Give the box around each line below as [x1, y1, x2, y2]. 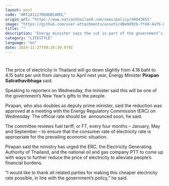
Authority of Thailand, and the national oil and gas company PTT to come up [5, 149, 163, 155]
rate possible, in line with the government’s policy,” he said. [5, 175, 128, 181]
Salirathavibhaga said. [5, 77, 53, 83]
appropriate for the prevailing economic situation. [5, 133, 108, 139]
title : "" [5, 26, 26, 31]
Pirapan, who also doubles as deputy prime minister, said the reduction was [5, 102, 162, 109]
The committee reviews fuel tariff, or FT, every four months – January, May [5, 123, 160, 129]
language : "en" [5, 40, 37, 45]
